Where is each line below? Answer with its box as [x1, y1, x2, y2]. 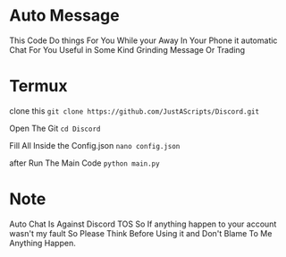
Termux [9, 76, 69, 97]
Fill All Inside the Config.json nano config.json [9, 140, 181, 150]
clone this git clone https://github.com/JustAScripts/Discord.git [9, 105, 260, 116]
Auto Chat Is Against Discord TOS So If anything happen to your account [9, 218, 277, 229]
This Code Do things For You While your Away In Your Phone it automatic [9, 35, 278, 46]
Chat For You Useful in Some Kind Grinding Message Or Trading [9, 44, 246, 55]
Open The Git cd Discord [9, 123, 101, 133]
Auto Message [9, 5, 120, 26]
